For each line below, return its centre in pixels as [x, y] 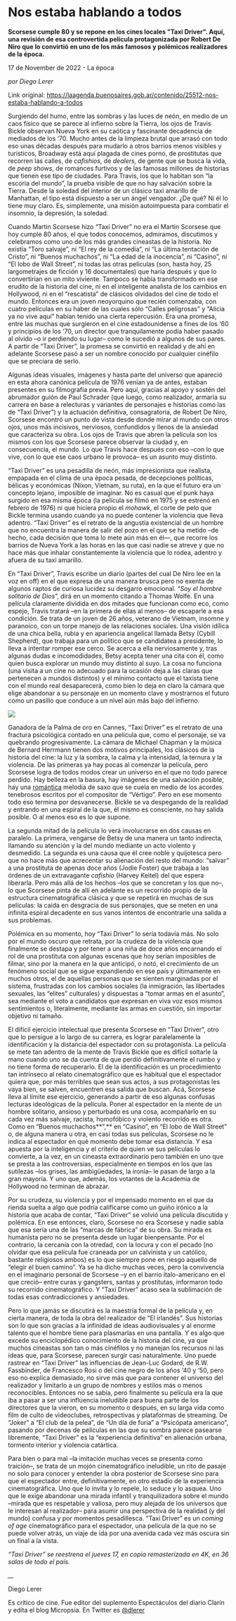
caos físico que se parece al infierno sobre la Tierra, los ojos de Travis [110, 123]
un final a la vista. [33, 1540]
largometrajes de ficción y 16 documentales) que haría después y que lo [112, 271]
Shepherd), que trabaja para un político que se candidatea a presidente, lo [116, 641]
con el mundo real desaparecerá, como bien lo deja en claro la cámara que [116, 685]
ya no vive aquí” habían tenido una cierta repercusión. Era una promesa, [112, 316]
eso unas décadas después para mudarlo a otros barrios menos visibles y [115, 145]
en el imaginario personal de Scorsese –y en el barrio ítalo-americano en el [117, 1274]
